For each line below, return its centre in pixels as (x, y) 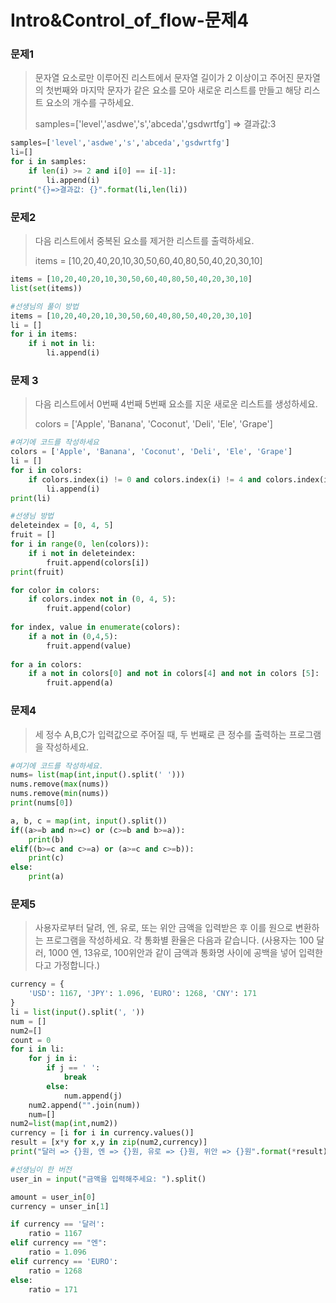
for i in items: (44, 334)
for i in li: (37, 1049)
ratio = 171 (53, 1289)
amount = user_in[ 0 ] (53, 1197)
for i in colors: (46, 470)
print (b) (46, 839)
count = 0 (31, 1040)
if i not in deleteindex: (82, 553)
